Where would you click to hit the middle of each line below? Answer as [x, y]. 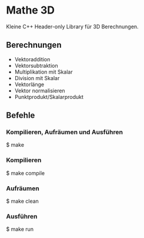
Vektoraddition [32, 59]
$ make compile [26, 173]
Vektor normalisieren [40, 90]
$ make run [20, 229]
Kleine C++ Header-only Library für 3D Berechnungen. [73, 27]
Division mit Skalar [37, 78]
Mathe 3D [30, 10]
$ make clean [23, 201]
